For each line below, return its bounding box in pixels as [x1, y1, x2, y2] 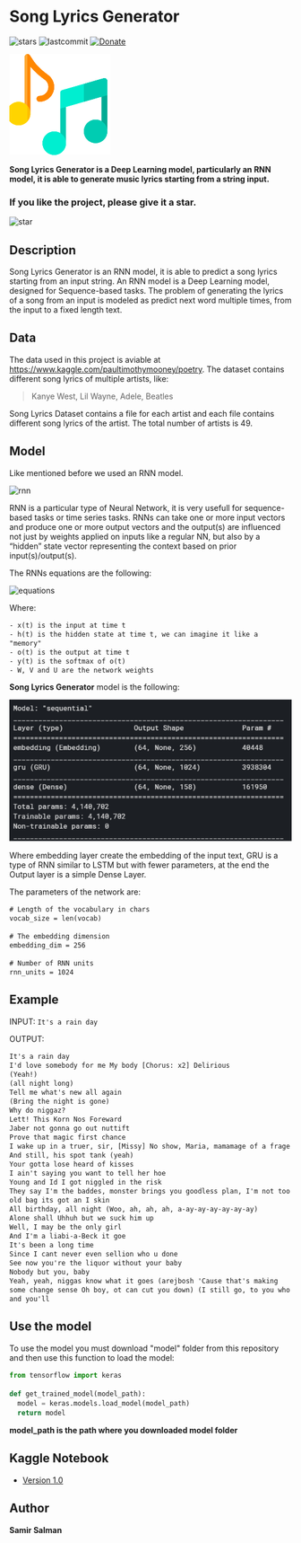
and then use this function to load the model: [9, 1352, 175, 1362]
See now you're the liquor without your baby [9, 1258, 182, 1267]
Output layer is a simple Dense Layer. [9, 869, 147, 880]
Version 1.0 [21, 1475, 64, 1486]
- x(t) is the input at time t [9, 621, 126, 630]
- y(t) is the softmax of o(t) [9, 657, 126, 666]
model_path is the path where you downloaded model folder [9, 1425, 238, 1436]
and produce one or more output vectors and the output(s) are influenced [9, 521, 281, 532]
